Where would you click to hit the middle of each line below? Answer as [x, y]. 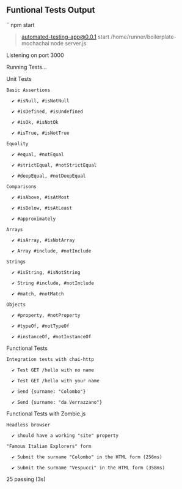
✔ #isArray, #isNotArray [43, 240]
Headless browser [28, 425]
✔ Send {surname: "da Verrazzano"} [57, 402]
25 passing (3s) [26, 479]
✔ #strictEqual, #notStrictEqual [54, 165]
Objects [16, 305]
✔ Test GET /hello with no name [53, 370]
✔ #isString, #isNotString [46, 272]
